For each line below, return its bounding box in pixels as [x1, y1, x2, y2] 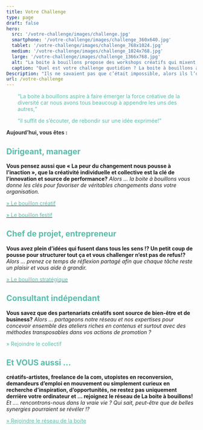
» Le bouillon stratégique [6, 276, 68, 283]
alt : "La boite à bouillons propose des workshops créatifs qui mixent [11, 59, 196, 65]
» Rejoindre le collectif [6, 340, 62, 347]
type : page [6, 14, 34, 21]
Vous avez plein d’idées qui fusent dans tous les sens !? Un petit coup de [6, 245, 193, 252]
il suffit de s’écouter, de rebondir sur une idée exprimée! [20, 117, 159, 124]
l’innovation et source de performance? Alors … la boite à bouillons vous [6, 175, 190, 182]
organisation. [6, 188, 39, 195]
